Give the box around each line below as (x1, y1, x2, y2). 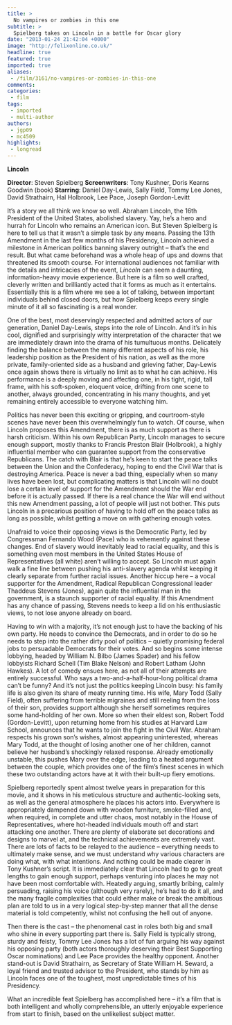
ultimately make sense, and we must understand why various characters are (7, 850, 225, 858)
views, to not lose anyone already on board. (7, 609, 132, 617)
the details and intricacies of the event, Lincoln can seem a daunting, (7, 265, 204, 274)
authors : (7, 120, 33, 127)
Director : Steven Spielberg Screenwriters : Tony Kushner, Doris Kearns (7, 179, 210, 186)
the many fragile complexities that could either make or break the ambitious (7, 894, 223, 902)
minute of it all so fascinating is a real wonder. (7, 303, 139, 311)
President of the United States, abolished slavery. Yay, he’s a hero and (7, 214, 207, 222)
